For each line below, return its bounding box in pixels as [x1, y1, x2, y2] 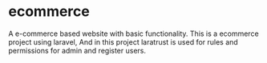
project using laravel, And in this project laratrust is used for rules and [8, 37, 238, 46]
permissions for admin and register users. [8, 45, 147, 55]
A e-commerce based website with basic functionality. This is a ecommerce [8, 29, 259, 38]
